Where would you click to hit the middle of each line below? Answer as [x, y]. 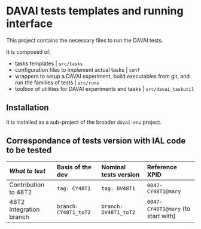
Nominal [114, 167]
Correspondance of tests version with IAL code [96, 141]
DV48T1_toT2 [118, 212]
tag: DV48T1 [118, 188]
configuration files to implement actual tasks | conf [77, 69]
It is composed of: [28, 51]
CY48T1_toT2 [74, 212]
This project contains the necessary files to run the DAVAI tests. [85, 40]
